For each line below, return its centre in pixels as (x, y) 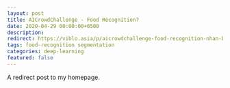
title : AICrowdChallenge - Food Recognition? (73, 20)
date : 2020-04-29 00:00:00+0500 (53, 26)
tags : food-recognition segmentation (61, 45)
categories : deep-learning (46, 52)
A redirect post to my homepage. (54, 77)
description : (26, 32)
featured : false (30, 58)
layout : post (26, 13)
